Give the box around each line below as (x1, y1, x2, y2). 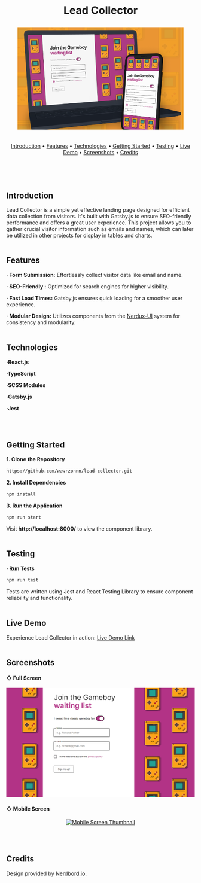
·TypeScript (6, 370, 36, 377)
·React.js (6, 358, 29, 366)
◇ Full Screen (6, 674, 42, 681)
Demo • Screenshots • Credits (62, 149, 139, 156)
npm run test (6, 577, 39, 583)
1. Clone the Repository (6, 456, 65, 463)
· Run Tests (6, 565, 35, 572)
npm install (6, 491, 36, 497)
